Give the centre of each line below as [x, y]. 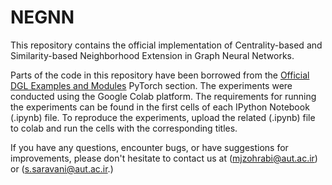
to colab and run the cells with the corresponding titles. [124, 128]
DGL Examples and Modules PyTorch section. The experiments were [151, 85]
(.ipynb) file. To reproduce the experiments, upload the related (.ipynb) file [163, 117]
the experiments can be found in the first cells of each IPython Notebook [160, 107]
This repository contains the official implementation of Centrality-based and [166, 45]
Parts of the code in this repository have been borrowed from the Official [160, 75]
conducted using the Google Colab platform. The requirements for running [163, 96]
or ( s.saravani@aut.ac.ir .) [62, 168]
